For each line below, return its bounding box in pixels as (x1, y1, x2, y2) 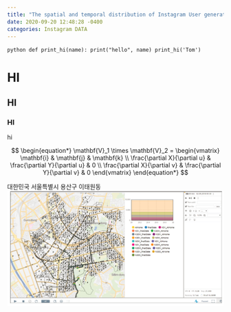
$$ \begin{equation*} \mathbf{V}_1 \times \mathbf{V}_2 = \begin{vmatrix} (11, 147, 220, 155)
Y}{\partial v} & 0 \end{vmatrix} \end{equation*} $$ (42, 169, 189, 177)
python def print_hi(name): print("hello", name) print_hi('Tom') (7, 47, 201, 54)
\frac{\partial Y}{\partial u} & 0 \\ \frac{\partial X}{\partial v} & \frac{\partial (10, 161, 221, 169)
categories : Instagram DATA (7, 25, 88, 32)
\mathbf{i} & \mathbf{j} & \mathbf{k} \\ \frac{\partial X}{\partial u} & (20, 154, 211, 162)
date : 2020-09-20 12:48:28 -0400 (7, 18, 103, 25)
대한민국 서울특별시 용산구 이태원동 (7, 183, 101, 191)
